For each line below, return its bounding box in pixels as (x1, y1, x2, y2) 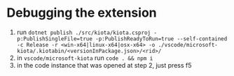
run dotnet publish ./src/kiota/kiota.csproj (16, 28, 151, 36)
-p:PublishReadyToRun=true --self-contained (95, 35, 228, 43)
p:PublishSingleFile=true (16, 35, 92, 43)
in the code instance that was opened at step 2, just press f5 (16, 61, 192, 69)
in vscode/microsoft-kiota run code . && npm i (16, 54, 153, 62)
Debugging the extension (6, 5, 157, 21)
